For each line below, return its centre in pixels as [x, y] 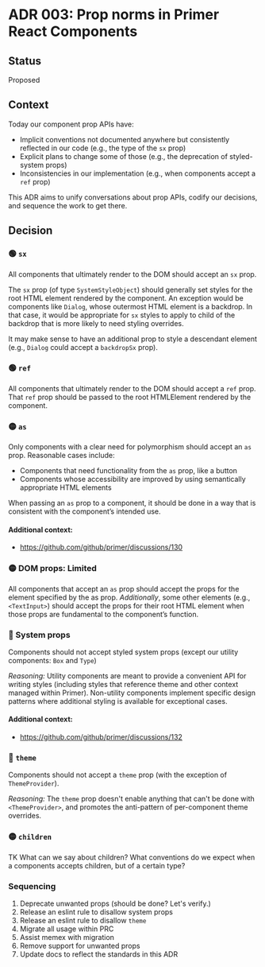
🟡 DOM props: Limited [53, 569]
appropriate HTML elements [66, 487]
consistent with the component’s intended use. [84, 511]
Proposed [24, 80]
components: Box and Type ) [52, 660]
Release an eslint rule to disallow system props [96, 911]
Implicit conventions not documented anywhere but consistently [125, 139]
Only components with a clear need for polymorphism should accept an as [130, 447]
